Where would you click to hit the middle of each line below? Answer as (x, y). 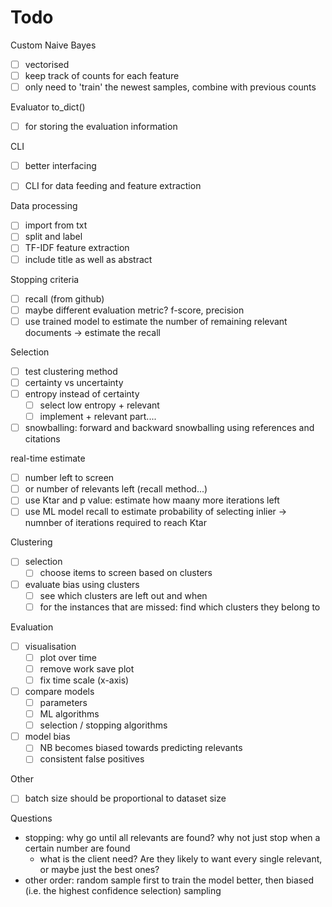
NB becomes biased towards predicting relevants (141, 748)
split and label (53, 237)
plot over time (68, 657)
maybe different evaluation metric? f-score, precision (134, 310)
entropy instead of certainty (82, 393)
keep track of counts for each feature (102, 75)
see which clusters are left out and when (123, 595)
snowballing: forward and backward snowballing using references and (169, 428)
